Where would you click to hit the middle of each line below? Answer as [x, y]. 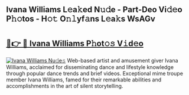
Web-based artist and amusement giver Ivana [123, 60]
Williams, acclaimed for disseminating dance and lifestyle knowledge [90, 67]
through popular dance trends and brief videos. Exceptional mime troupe [94, 73]
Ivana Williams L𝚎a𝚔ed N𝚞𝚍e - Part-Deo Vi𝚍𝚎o [94, 10]
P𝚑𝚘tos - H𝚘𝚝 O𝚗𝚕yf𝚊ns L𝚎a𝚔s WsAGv [81, 19]
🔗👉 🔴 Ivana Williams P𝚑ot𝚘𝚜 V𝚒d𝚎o [75, 43]
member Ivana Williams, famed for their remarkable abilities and [84, 80]
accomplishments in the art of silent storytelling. [65, 86]
